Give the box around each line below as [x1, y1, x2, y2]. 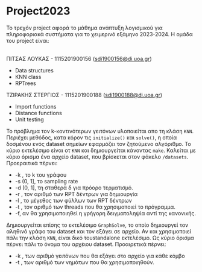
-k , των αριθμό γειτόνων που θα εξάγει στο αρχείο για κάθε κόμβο [14, 252, 185, 259]
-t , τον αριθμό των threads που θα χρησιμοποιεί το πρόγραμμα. [14, 203, 176, 210]
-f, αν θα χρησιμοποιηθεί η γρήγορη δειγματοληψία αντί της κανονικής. [14, 209, 197, 217]
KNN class [14, 73, 42, 80]
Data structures [14, 66, 54, 74]
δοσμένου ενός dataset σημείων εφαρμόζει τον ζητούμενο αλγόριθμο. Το [6, 140, 191, 147]
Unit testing [14, 116, 44, 123]
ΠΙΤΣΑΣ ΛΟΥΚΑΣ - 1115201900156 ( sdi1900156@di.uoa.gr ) [6, 55, 152, 62]
